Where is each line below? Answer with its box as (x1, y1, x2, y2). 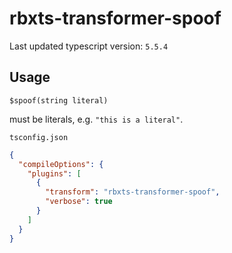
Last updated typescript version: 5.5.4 (9, 40, 169, 52)
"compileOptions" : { (18, 159, 104, 169)
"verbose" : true (45, 197, 113, 207)
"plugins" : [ (27, 168, 82, 179)
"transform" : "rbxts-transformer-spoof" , (45, 187, 221, 197)
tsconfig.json (9, 132, 69, 142)
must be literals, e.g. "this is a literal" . (9, 113, 184, 125)
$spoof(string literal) (9, 95, 109, 106)
